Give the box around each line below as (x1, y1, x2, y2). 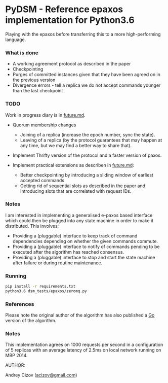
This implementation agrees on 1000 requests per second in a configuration (5, 341, 163, 348)
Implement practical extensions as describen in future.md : (12, 162, 134, 168)
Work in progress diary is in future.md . (5, 112, 86, 118)
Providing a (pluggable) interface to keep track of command (12, 232, 138, 239)
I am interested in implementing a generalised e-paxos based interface (5, 212, 153, 218)
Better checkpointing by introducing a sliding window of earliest (20, 171, 153, 178)
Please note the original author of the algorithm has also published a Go (5, 312, 155, 318)
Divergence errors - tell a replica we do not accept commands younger (12, 82, 161, 88)
